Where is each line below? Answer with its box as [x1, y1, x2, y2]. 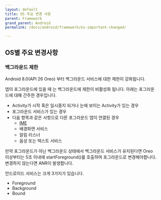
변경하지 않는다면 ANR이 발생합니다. [5, 160, 73, 166]
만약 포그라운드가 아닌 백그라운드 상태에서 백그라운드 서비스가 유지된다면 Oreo [5, 148, 153, 154]
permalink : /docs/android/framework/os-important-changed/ [5, 25, 127, 30]
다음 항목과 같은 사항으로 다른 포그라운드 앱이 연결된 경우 [12, 114, 119, 120]
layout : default [5, 7, 38, 12]
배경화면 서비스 [19, 126, 48, 131]
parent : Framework [5, 16, 42, 21]
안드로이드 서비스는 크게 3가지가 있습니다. [5, 170, 84, 176]
